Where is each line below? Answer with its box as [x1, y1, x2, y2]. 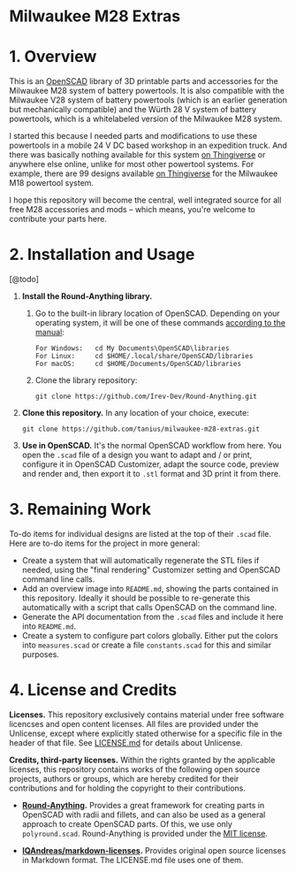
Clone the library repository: [34, 375, 138, 386]
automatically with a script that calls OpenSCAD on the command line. [21, 602, 277, 612]
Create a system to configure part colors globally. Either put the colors [21, 631, 278, 640]
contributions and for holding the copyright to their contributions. [9, 783, 246, 793]
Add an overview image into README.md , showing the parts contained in [21, 584, 279, 593]
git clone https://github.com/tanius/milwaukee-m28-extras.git [21, 425, 261, 434]
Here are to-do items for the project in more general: [9, 538, 201, 548]
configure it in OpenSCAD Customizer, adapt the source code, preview [21, 459, 280, 470]
